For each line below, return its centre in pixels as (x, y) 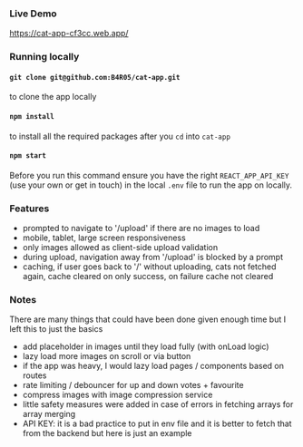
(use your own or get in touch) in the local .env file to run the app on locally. (151, 185)
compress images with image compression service (117, 395)
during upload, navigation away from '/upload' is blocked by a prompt (153, 258)
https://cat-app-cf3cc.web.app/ (69, 34)
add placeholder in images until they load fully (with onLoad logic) (146, 346)
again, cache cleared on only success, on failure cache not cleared (148, 277)
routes (34, 375)
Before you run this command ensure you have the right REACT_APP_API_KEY (149, 175)
